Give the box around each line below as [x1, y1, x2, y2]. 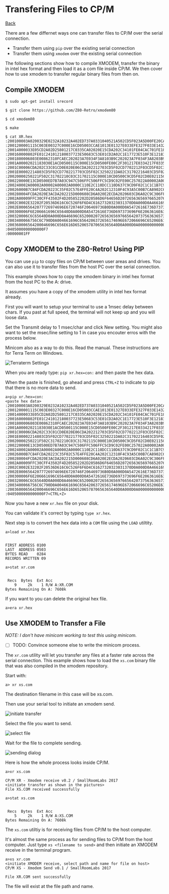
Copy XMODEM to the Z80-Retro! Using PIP [5, 245, 144, 253]
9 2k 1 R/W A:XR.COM [14, 582, 73, 588]
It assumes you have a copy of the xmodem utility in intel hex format [5, 288, 147, 294]
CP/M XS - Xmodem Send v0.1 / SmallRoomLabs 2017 [5, 866, 112, 871]
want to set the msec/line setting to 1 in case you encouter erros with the [5, 329, 156, 336]
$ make [5, 125, 19, 131]
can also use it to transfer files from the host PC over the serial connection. [5, 264, 161, 270]
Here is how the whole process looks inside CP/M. [5, 759, 110, 765]
